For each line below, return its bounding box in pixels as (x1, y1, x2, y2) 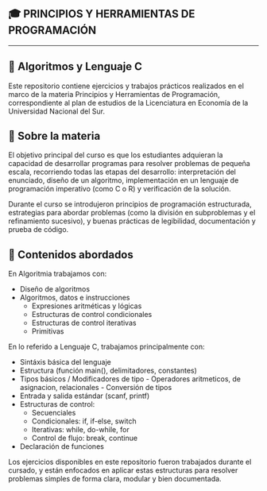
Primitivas (31, 327, 65, 336)
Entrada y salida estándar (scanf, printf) (19, 391, 150, 400)
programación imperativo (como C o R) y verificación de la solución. (8, 184, 232, 194)
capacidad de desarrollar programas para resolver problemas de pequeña (8, 159, 250, 168)
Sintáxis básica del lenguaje (19, 358, 111, 367)
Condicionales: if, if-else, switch (31, 416, 137, 426)
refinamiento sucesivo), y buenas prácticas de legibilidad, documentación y (8, 216, 256, 226)
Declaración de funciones (19, 442, 105, 451)
